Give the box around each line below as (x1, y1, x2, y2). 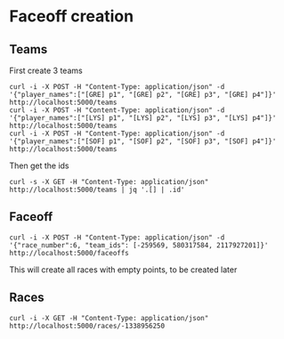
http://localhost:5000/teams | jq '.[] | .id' (9, 185, 185, 194)
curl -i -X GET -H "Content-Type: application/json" (9, 313, 209, 322)
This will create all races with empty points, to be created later (9, 264, 238, 275)
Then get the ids (9, 160, 69, 171)
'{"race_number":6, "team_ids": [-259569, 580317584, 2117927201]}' (9, 240, 269, 250)
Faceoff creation (9, 6, 134, 27)
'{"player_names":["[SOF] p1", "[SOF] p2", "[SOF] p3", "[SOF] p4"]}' (9, 137, 277, 146)
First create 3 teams (9, 65, 83, 76)
